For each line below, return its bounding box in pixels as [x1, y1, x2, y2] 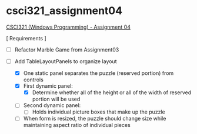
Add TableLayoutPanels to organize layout [14, 58, 117, 65]
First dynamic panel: [23, 83, 74, 90]
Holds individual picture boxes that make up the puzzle [32, 108, 166, 115]
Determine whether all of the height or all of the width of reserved [32, 89, 192, 96]
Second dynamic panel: [23, 102, 81, 109]
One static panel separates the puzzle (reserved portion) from [23, 70, 174, 77]
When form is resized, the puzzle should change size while [23, 115, 166, 122]
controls [23, 76, 44, 83]
